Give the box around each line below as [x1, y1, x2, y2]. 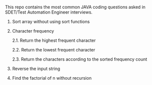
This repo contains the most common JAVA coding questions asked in [5, 4, 146, 10]
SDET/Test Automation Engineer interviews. [5, 9, 93, 15]
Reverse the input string [12, 66, 60, 71]
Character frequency [12, 28, 55, 34]
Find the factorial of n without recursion [12, 75, 92, 81]
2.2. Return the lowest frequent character [12, 47, 95, 52]
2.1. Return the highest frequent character [12, 37, 96, 43]
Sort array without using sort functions [12, 19, 90, 24]
